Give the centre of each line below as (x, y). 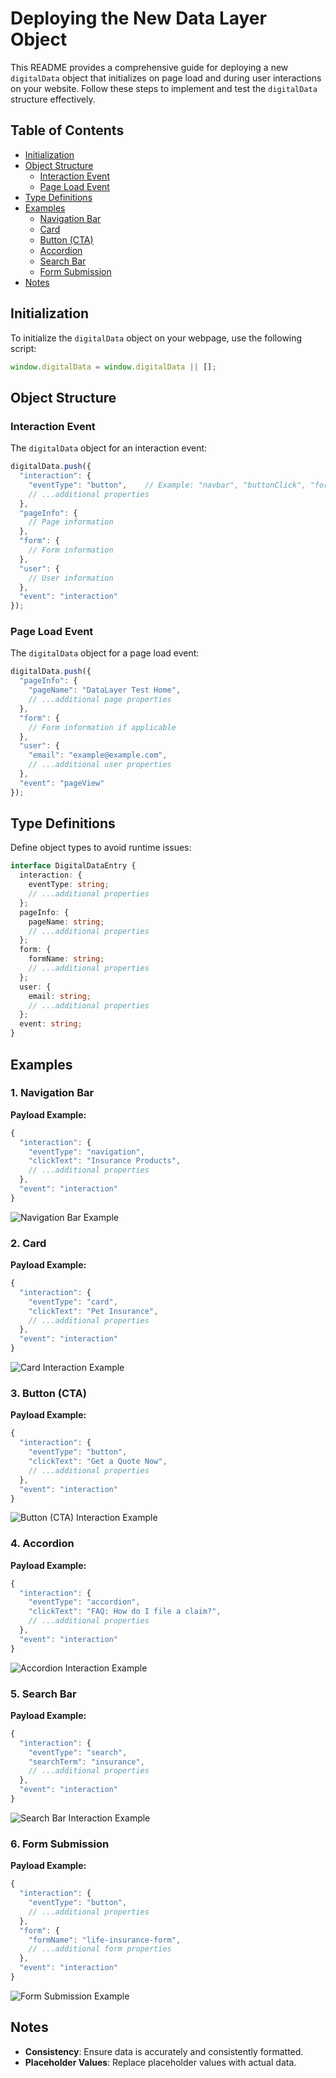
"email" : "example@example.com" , (98, 755)
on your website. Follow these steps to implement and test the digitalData (164, 88)
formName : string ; (66, 959)
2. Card (28, 1243)
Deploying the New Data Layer (138, 18)
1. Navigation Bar (52, 1093)
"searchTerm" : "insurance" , (86, 1762)
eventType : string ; (69, 885)
